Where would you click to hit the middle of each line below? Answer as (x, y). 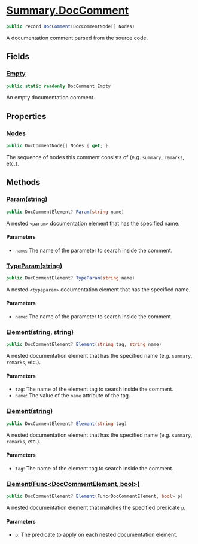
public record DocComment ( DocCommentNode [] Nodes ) (71, 26)
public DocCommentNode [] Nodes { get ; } (57, 146)
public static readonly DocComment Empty (59, 86)
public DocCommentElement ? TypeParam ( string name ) (71, 278)
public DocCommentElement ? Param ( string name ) (65, 212)
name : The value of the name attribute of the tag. (72, 396)
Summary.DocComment (68, 10)
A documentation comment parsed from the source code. (77, 38)
